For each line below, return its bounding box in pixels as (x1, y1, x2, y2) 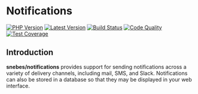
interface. (6, 82, 30, 89)
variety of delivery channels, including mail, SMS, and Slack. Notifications (6, 70, 188, 77)
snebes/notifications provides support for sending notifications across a (6, 63, 187, 70)
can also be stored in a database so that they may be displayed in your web (6, 76, 193, 83)
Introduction (6, 48, 54, 58)
